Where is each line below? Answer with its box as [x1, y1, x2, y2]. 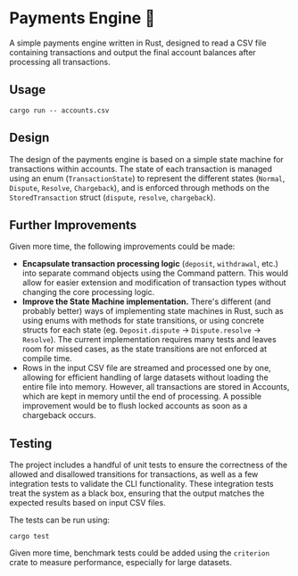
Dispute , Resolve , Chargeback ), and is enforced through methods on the [9, 182, 270, 193]
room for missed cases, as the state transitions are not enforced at [21, 343, 268, 355]
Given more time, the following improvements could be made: [9, 241, 236, 252]
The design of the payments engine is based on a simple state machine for [9, 153, 284, 164]
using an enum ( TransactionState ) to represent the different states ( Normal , [9, 173, 286, 184]
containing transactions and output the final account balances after [9, 46, 256, 57]
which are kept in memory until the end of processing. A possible [21, 391, 262, 402]
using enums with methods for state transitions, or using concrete [21, 316, 265, 326]
